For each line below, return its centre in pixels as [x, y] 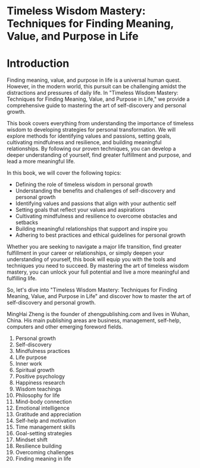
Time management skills [45, 427]
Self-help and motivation [46, 421]
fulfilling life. [22, 278]
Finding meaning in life [43, 459]
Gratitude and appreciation [48, 414]
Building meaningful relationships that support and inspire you [92, 229]
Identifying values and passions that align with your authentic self [96, 203]
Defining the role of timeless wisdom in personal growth [84, 185]
